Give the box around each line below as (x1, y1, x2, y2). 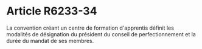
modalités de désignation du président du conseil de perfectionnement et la (6, 30, 196, 38)
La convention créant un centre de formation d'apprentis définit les (6, 24, 175, 31)
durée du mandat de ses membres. (6, 37, 94, 44)
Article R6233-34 (6, 4, 97, 18)
